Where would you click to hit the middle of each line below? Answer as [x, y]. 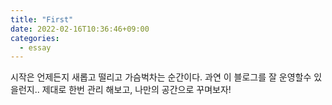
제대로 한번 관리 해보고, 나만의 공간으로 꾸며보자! [136, 90]
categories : [35, 38]
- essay [35, 47]
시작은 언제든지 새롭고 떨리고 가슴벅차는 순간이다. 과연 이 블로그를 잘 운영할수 [161, 77]
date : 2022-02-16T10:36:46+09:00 [80, 29]
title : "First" [42, 19]
